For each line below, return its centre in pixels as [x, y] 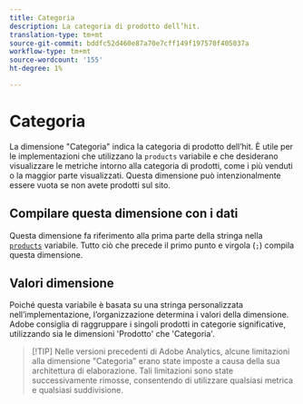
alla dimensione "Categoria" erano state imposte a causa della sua [156, 361]
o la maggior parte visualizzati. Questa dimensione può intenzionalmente [145, 175]
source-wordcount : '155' [56, 60]
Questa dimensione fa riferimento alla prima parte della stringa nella [136, 235]
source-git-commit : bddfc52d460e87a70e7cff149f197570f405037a [129, 43]
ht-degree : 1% [36, 69]
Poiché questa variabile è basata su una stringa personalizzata [126, 305]
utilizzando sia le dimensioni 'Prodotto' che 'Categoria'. [112, 334]
